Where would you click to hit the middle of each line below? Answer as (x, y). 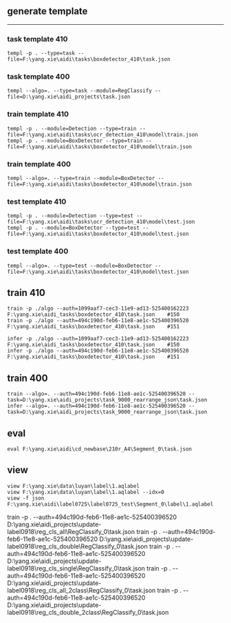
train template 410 (38, 115)
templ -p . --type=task (41, 53)
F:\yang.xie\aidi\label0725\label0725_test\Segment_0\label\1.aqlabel (110, 504)
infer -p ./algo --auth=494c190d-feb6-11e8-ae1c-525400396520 (98, 351)
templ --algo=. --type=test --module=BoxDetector (80, 266)
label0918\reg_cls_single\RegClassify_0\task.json (76, 568)
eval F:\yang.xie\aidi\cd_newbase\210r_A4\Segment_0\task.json (100, 449)
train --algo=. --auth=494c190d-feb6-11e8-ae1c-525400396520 (97, 394)
